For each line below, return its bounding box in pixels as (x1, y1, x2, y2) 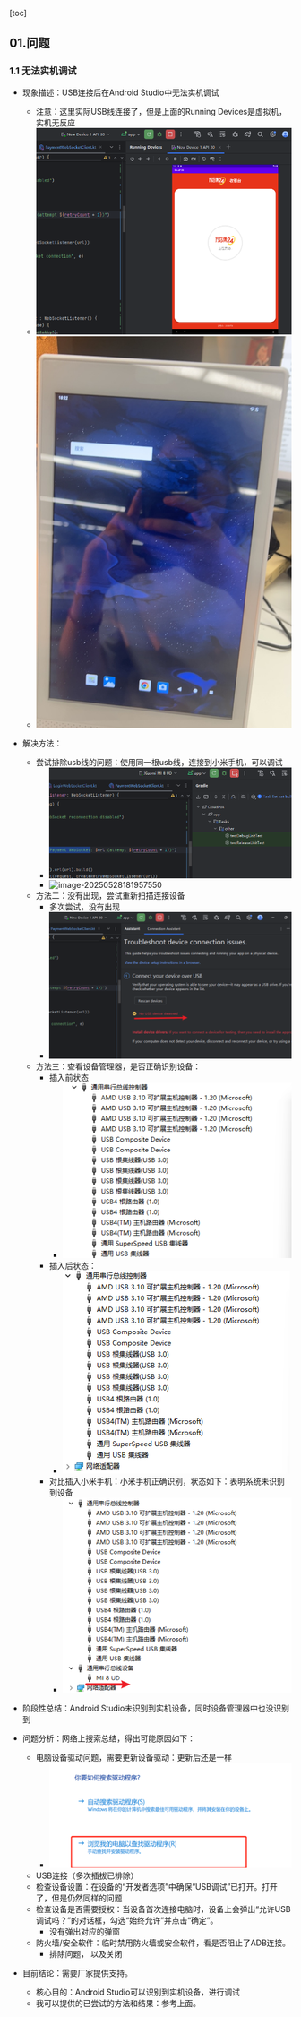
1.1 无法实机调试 (9, 65, 78, 77)
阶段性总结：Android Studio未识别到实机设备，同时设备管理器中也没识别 (21, 1702, 289, 1713)
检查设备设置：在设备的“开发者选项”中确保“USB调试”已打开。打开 (35, 1882, 278, 1892)
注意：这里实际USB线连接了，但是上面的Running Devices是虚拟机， (35, 106, 287, 116)
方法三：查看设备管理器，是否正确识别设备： (35, 1061, 202, 1072)
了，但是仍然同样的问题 (35, 1892, 123, 1903)
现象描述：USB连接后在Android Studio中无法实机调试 (21, 87, 219, 98)
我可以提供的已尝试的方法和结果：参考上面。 (35, 1998, 202, 2009)
